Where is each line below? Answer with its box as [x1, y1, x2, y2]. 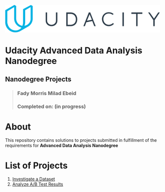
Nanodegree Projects [5, 75, 72, 83]
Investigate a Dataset [12, 176, 55, 182]
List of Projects [5, 160, 68, 171]
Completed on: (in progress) [17, 103, 86, 110]
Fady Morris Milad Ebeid [17, 90, 77, 96]
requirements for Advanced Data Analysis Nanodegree [5, 143, 118, 149]
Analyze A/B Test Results [12, 181, 63, 187]
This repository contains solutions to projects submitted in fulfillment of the [5, 137, 157, 143]
